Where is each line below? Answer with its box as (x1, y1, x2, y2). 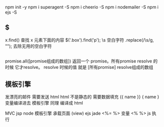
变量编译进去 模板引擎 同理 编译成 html (5, 100, 83, 106)
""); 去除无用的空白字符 (5, 43, 52, 49)
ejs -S (5, 9, 17, 15)
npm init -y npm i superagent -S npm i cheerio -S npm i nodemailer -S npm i (5, 4, 159, 10)
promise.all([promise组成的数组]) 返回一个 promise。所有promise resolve (5, 58, 152, 64)
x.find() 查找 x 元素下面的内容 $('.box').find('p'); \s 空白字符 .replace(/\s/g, (5, 37, 154, 43)
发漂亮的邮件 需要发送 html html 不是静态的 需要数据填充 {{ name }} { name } (5, 94, 160, 100)
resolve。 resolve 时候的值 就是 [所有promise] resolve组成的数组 (23, 64, 153, 70)
